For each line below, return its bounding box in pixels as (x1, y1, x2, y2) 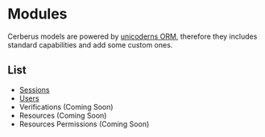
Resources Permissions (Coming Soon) (19, 118, 150, 129)
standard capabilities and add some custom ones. (7, 39, 173, 49)
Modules (7, 5, 68, 23)
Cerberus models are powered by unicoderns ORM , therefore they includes (7, 31, 258, 41)
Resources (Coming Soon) (19, 110, 107, 120)
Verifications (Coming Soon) (19, 102, 114, 111)
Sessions (19, 85, 50, 94)
